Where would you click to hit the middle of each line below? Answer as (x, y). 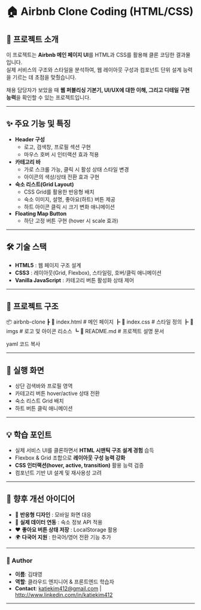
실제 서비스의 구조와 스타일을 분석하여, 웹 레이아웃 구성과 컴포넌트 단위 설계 (94, 70)
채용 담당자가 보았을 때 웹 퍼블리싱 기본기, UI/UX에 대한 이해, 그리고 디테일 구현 (98, 90)
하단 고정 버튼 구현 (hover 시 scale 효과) (71, 221)
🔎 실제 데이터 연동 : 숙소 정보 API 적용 (59, 522)
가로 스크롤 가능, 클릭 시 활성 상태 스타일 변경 (76, 169)
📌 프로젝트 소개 (32, 39)
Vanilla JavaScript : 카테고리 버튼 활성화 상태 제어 (74, 280)
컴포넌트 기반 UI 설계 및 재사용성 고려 (58, 473)
